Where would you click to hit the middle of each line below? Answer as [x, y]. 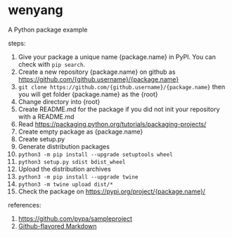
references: [25, 205]
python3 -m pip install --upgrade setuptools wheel [95, 154]
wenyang [36, 10]
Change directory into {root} [59, 101]
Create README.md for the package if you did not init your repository [119, 109]
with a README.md [46, 116]
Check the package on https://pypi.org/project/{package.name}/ [112, 191]
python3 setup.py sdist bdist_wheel [72, 162]
